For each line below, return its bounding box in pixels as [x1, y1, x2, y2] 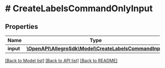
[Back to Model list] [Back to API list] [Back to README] [5, 58, 118, 64]
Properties [5, 23, 38, 31]
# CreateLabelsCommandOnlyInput [5, 3, 153, 14]
